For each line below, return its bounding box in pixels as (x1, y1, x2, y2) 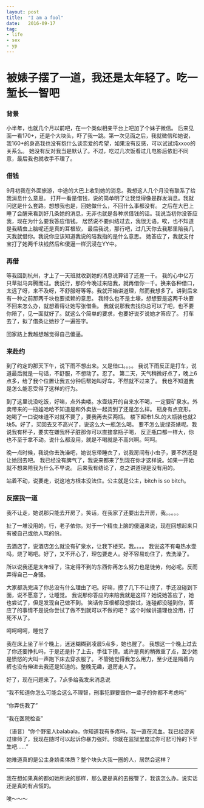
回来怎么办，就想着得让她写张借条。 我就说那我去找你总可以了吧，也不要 (11, 302, 194, 310)
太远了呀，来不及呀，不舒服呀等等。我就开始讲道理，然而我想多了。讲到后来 (6, 287, 198, 294)
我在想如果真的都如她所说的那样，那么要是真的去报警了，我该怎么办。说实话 (6, 774, 198, 782)
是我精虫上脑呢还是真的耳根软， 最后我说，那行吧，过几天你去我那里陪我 (6, 225, 189, 232)
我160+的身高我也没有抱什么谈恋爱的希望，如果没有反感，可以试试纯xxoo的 (6, 140, 196, 147)
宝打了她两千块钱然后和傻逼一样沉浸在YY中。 (6, 240, 120, 247)
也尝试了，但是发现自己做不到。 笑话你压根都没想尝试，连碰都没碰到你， (6, 598, 189, 606)
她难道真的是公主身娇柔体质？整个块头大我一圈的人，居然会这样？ (6, 756, 171, 763)
